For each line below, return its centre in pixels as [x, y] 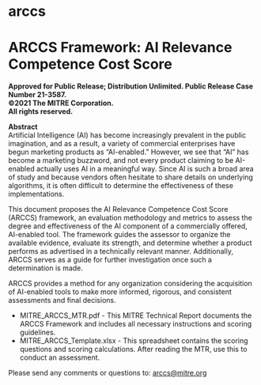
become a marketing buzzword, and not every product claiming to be [121, 160]
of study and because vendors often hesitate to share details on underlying [130, 177]
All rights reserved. [41, 111]
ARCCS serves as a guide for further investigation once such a [110, 260]
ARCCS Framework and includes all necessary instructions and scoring [136, 324]
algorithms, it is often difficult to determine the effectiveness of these [121, 186]
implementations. [36, 194]
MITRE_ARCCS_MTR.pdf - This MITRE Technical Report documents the [136, 315]
